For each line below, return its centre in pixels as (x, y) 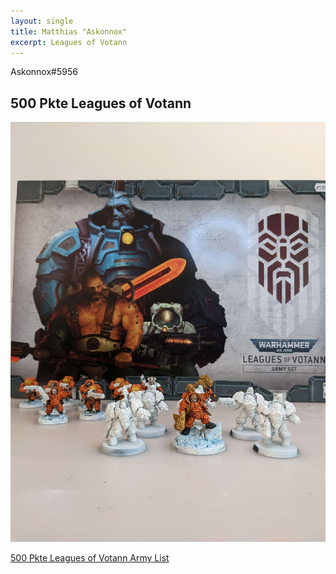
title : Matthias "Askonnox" (69, 31)
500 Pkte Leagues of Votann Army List (90, 558)
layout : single (42, 21)
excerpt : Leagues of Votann (69, 42)
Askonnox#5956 (44, 72)
